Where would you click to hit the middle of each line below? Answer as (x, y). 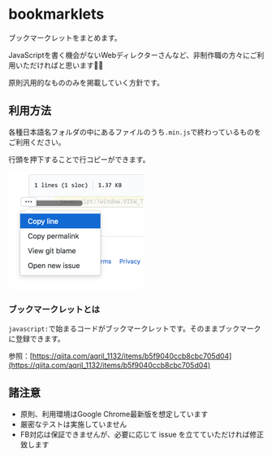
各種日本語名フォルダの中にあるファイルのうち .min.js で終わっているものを (135, 132)
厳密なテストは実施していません (73, 424)
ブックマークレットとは (54, 309)
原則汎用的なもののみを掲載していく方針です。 (86, 82)
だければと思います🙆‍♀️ (67, 65)
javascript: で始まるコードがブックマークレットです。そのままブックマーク (135, 329)
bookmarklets (56, 14)
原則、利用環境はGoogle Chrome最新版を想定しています (114, 414)
